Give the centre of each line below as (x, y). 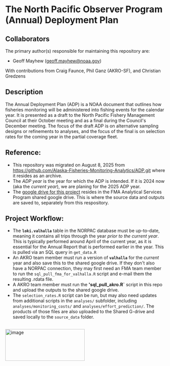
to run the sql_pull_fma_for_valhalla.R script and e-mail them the (82, 274)
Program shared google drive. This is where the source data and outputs (89, 197)
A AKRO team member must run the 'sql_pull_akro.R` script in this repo (87, 285)
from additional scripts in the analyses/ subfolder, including (75, 301)
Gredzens (15, 76)
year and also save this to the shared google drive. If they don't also (83, 263)
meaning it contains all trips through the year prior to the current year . (86, 236)
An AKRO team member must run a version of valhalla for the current (86, 258)
